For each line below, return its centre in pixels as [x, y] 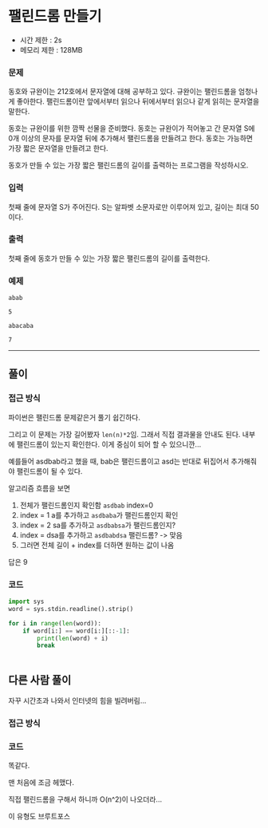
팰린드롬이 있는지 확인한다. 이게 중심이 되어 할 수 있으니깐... [109, 444]
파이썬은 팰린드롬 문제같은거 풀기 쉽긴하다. [75, 417]
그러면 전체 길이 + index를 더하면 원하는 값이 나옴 [97, 545]
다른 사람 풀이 [40, 680]
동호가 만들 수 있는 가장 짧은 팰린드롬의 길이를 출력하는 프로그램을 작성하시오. [128, 165]
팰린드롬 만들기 [55, 16]
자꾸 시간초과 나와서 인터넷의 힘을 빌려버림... [77, 701]
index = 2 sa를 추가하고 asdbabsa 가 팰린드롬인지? [98, 525]
